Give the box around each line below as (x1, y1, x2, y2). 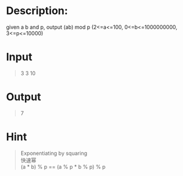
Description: (6, 4, 68, 18)
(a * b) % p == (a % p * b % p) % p (20, 163, 106, 170)
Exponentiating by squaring (20, 150, 87, 157)
